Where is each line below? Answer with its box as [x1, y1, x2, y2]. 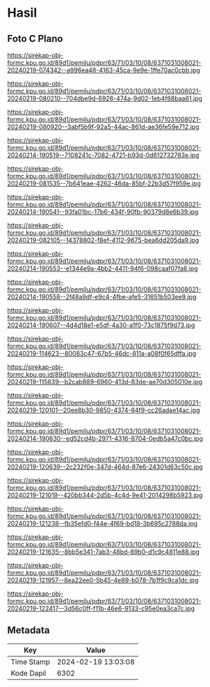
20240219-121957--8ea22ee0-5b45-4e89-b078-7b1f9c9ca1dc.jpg [7, 576, 199, 584]
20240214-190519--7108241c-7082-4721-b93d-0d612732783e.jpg [7, 151, 200, 159]
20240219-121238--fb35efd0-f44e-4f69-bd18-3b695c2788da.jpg [7, 520, 198, 527]
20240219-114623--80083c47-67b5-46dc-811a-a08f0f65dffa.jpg [7, 349, 197, 357]
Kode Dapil [10, 668, 47, 678]
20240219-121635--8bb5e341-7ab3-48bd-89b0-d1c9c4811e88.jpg [7, 548, 200, 556]
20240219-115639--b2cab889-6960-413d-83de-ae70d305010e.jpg [7, 378, 203, 386]
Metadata [7, 624, 50, 636]
